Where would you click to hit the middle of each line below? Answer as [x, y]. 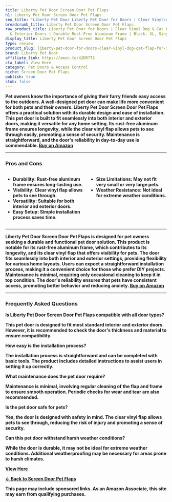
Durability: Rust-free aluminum [46, 179]
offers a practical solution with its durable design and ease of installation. [85, 112]
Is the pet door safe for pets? [37, 407]
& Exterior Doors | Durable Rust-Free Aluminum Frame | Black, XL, [83, 34]
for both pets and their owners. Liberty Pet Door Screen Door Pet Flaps [82, 107]
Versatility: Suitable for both [44, 201]
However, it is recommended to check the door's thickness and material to [86, 330]
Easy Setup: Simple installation [46, 212]
